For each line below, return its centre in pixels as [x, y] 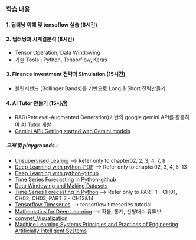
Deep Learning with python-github [57, 173]
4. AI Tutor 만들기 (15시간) [37, 103]
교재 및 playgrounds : [32, 145]
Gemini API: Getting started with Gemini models [73, 131]
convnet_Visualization [41, 218]
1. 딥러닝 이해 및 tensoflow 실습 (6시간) [52, 24]
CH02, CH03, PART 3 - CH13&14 [54, 198]
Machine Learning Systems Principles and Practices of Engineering [97, 225]
